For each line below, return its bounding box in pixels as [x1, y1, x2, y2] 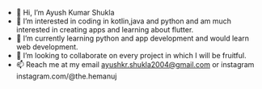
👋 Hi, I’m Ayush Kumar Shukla [15, 8, 115, 17]
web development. [15, 42, 78, 52]
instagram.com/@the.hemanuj [15, 71, 117, 81]
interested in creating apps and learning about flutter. [15, 25, 194, 34]
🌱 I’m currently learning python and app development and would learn [15, 33, 249, 43]
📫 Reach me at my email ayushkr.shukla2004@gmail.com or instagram [15, 60, 255, 69]
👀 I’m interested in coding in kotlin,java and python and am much [15, 16, 232, 26]
